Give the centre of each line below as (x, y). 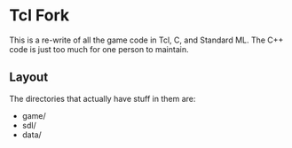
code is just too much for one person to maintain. (99, 49)
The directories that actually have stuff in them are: (103, 98)
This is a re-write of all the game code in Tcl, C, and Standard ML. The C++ (146, 40)
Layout (29, 78)
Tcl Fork (39, 16)
